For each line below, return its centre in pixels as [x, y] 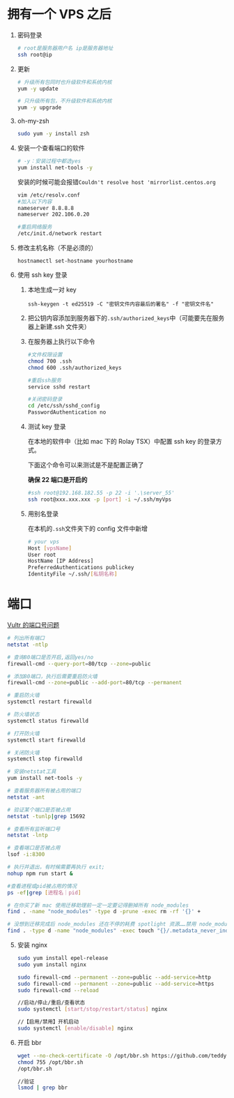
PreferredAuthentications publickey [81, 568]
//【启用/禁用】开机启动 [48, 1022]
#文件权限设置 [45, 355]
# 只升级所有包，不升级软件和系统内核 [65, 101]
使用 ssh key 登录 [42, 275]
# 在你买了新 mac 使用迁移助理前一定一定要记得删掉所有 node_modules [98, 905]
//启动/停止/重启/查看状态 [51, 1003]
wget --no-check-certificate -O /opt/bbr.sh [83, 1055]
